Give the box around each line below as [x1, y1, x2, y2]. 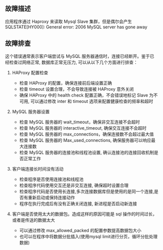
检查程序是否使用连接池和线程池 [19, 176, 84, 182]
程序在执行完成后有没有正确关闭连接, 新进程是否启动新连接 [19, 200, 137, 206]
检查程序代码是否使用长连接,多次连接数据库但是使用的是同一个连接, [19, 188, 154, 194]
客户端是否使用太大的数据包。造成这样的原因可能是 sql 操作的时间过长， [12, 211, 157, 217]
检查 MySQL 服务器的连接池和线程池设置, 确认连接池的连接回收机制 [19, 149, 154, 155]
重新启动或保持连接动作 [28, 194, 75, 200]
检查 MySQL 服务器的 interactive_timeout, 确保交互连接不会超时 [19, 125, 147, 131]
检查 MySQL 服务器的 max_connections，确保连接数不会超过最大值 [19, 131, 154, 137]
